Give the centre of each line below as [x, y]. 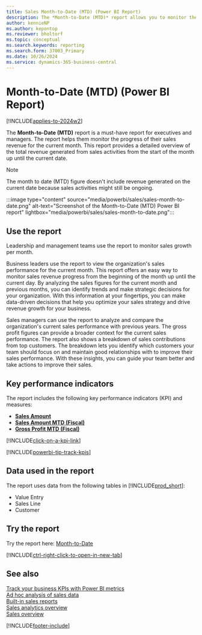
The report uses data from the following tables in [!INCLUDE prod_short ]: [96, 485]
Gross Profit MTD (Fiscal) [47, 429]
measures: [19, 405]
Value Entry [29, 497]
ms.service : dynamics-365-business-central [62, 62]
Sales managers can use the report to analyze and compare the [85, 320]
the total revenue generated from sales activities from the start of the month [100, 152]
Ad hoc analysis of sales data [43, 595]
